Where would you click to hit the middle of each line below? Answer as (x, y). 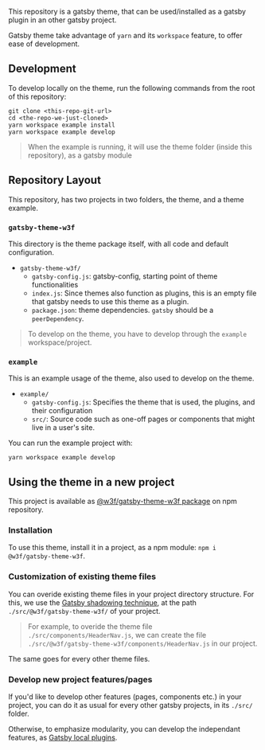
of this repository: (37, 96)
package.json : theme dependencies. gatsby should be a (123, 310)
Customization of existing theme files (82, 576)
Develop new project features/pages (80, 679)
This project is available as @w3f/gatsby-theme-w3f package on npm (123, 502)
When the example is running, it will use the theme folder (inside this (140, 146)
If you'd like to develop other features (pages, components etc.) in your (125, 697)
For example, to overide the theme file (90, 626)
